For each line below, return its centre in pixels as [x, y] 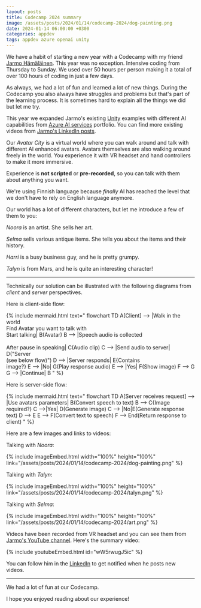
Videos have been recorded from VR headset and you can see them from [96, 534]
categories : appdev [31, 34]
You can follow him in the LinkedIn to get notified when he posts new [91, 564]
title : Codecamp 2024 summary [44, 17]
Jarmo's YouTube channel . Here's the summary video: [73, 540]
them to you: [22, 216]
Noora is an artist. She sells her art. [50, 227]
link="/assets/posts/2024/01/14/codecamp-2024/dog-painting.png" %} [95, 463]
